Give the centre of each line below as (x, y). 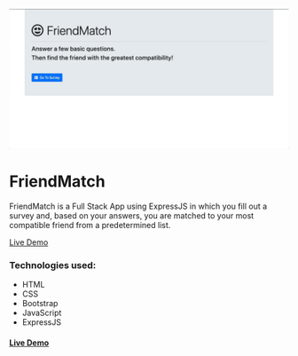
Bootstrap (40, 304)
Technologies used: (53, 265)
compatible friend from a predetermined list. (90, 225)
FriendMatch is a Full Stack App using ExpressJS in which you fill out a (138, 206)
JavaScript (42, 313)
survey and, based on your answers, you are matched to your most (132, 215)
